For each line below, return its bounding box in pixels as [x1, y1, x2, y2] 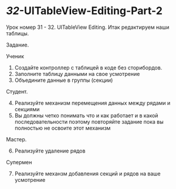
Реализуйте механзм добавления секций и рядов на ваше [14, 170, 161, 177]
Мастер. [6, 135, 27, 142]
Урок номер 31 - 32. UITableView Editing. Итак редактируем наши [6, 24, 170, 31]
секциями [14, 105, 40, 112]
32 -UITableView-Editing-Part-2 [6, 4, 163, 18]
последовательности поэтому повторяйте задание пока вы [14, 118, 164, 125]
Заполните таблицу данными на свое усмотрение [14, 70, 140, 77]
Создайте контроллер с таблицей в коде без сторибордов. [14, 64, 163, 71]
